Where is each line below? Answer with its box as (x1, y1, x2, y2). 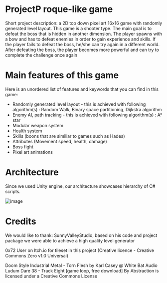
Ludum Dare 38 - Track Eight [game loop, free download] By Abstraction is (5, 267, 159, 273)
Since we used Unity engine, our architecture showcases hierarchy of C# (5, 183, 156, 189)
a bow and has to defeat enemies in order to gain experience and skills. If (5, 36, 156, 42)
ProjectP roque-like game (5, 4, 113, 15)
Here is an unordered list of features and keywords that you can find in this (5, 86, 159, 92)
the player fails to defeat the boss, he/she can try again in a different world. (5, 41, 160, 47)
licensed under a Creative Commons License (5, 273, 98, 279)
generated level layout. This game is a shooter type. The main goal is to (5, 25, 152, 31)
